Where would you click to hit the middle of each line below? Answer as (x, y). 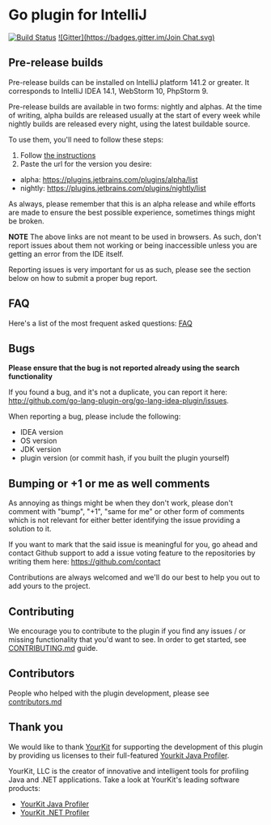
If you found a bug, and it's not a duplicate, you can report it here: (118, 392)
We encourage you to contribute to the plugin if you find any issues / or (127, 631)
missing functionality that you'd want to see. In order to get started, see (127, 640)
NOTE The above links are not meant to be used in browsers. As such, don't (135, 236)
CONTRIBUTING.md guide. (53, 648)
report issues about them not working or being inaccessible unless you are (133, 245)
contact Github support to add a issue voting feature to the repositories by (132, 553)
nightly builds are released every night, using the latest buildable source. (129, 124)
